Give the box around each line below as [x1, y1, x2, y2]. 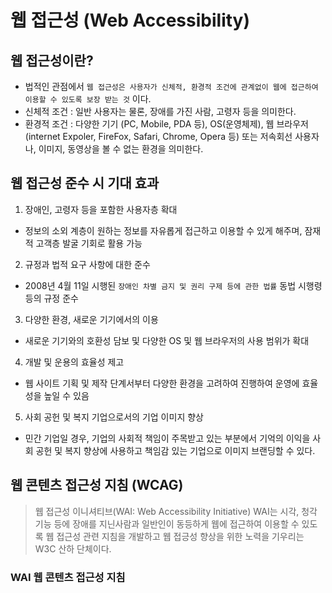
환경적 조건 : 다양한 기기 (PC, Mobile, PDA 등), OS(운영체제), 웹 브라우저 [24, 118, 309, 130]
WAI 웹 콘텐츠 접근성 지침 [10, 570, 126, 584]
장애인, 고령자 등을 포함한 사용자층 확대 [24, 203, 178, 215]
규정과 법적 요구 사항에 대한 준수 [24, 258, 151, 270]
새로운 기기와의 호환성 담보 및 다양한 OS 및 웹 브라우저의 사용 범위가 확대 [24, 334, 310, 346]
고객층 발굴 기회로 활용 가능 [35, 237, 143, 249]
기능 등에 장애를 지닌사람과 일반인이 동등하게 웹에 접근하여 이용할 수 [34, 517, 300, 530]
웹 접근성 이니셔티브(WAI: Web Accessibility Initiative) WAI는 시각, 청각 [34, 505, 318, 517]
